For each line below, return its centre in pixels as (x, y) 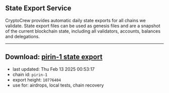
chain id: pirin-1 (30, 74)
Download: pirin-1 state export (54, 57)
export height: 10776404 (37, 79)
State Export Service (38, 8)
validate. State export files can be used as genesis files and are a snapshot (83, 26)
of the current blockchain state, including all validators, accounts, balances (83, 31)
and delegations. (23, 36)
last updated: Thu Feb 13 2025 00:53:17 (54, 69)
